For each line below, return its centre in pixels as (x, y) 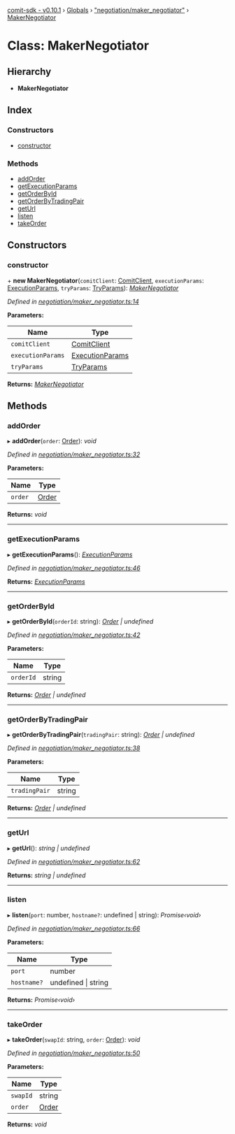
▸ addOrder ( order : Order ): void (52, 441)
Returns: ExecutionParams (46, 581)
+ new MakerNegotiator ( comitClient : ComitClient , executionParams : (106, 280)
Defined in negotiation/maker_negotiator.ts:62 (74, 861)
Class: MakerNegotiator (78, 46)
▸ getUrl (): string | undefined (49, 848)
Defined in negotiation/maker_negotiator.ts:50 (74, 1053)
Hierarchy (29, 72)
